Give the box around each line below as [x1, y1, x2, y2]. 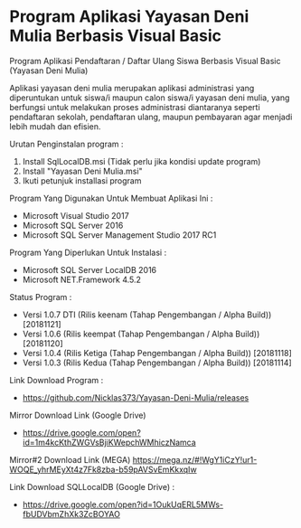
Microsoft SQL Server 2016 [22, 220, 124, 231]
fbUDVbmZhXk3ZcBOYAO [22, 508, 120, 519]
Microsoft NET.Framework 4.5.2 [22, 274, 142, 285]
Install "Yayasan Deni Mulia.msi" [22, 165, 143, 176]
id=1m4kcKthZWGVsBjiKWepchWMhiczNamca [22, 437, 196, 448]
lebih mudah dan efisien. [9, 120, 101, 132]
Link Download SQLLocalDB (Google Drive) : [9, 481, 174, 492]
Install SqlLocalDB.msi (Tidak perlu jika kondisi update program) [22, 156, 261, 166]
